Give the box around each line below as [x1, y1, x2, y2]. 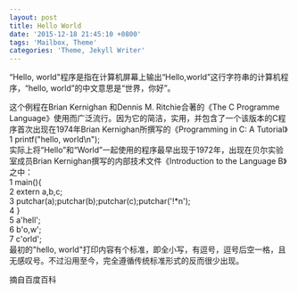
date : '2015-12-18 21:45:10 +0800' [9, 29, 142, 38]
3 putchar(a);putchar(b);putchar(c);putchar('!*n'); [9, 196, 191, 207]
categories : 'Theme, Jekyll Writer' [9, 46, 145, 55]
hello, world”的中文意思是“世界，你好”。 [28, 83, 176, 94]
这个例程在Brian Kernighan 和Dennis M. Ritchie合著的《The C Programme [9, 102, 280, 112]
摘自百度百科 [9, 274, 56, 285]
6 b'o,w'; [9, 224, 42, 235]
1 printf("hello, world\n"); [9, 134, 101, 145]
